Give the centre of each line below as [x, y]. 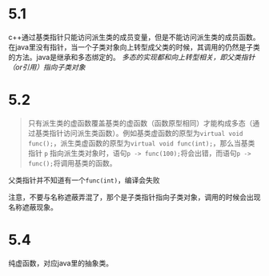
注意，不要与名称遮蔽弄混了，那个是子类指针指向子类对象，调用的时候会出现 [134, 197]
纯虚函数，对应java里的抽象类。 [61, 263]
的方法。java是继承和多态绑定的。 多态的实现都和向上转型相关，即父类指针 [132, 57]
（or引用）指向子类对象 [47, 67]
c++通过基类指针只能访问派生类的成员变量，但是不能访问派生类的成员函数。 [134, 37]
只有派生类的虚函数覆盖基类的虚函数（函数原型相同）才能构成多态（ [140, 123]
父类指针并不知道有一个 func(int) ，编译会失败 [84, 180]
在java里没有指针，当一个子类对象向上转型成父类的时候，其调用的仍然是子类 [134, 47]
